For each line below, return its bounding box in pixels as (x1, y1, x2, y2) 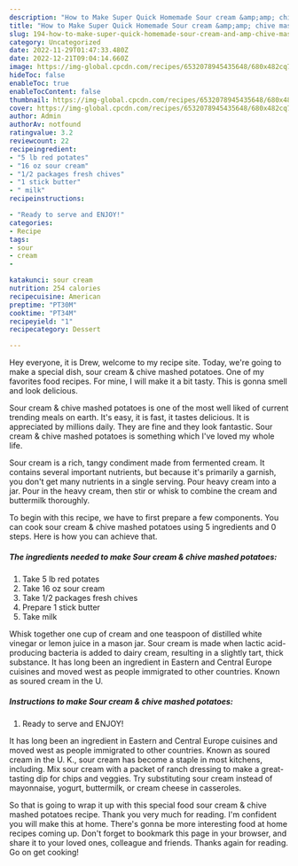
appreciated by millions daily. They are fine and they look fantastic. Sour (9, 422, 273, 433)
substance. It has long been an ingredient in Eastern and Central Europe (9, 657, 272, 667)
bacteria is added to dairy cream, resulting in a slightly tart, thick (48, 648, 284, 659)
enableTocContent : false (9, 87, 101, 96)
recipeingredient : (9, 144, 77, 153)
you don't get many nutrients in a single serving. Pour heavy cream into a (9, 476, 277, 488)
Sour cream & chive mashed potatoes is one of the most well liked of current (9, 402, 289, 413)
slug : (9, 29, 29, 38)
